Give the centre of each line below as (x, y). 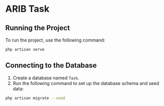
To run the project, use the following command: (55, 40)
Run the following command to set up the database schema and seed (86, 83)
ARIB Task (27, 9)
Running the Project (38, 28)
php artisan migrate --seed (35, 98)
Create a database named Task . (46, 78)
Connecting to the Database (51, 65)
